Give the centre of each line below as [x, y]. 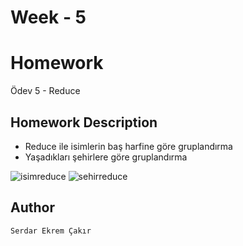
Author [32, 207]
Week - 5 [48, 17]
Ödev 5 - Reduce [45, 91]
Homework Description [84, 122]
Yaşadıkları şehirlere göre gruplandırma [106, 157]
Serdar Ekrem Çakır [51, 231]
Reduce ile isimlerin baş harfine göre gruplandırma [128, 146]
